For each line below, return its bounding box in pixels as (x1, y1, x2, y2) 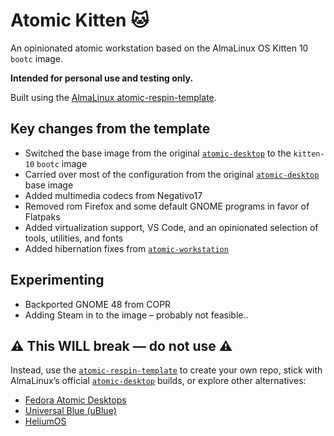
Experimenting (10, 272, 105, 289)
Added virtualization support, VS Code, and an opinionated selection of (24, 221, 319, 233)
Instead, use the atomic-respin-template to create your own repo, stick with (10, 364, 323, 376)
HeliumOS (24, 415, 67, 428)
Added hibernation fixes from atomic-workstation (24, 242, 229, 254)
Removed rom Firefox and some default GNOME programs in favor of (24, 200, 310, 212)
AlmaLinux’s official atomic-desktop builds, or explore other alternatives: (10, 375, 307, 387)
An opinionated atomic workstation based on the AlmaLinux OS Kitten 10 (10, 42, 309, 54)
